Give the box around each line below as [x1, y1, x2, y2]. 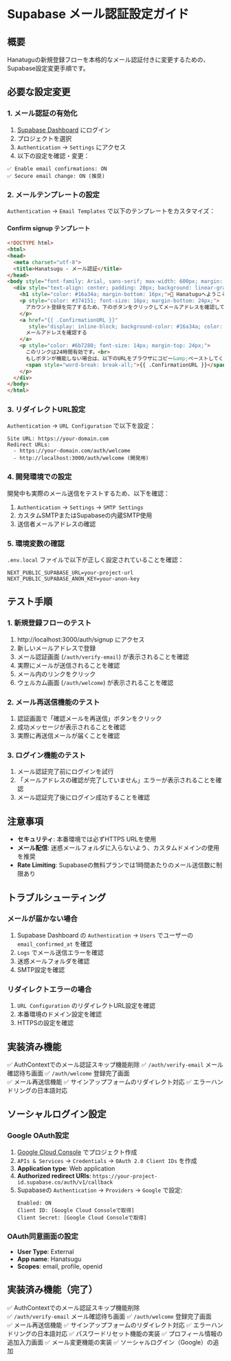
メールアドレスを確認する [25, 329, 87, 337]
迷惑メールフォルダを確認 [16, 957, 90, 965]
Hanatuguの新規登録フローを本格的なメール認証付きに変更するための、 [7, 56, 210, 63]
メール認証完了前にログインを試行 [16, 767, 114, 776]
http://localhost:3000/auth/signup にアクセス [16, 635, 145, 644]
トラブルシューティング [7, 891, 107, 904]
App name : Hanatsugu [16, 1255, 82, 1263]
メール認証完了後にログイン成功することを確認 [16, 793, 150, 802]
